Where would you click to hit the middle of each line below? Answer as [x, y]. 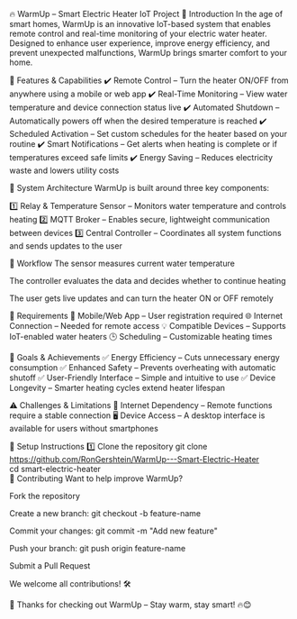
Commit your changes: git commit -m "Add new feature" [114, 531]
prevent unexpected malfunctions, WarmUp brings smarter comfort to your [148, 53]
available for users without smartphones [84, 428]
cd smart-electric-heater [55, 469]
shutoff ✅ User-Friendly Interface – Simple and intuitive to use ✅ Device [143, 378]
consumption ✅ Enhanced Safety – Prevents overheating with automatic [143, 368]
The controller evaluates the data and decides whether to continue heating [148, 281]
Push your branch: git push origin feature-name [98, 548]
